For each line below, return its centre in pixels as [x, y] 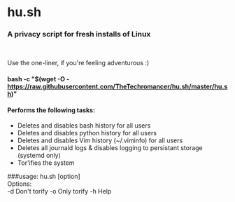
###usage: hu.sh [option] [44, 177]
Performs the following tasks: [51, 110]
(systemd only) [39, 156]
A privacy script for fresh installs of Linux [79, 34]
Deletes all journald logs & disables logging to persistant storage [110, 148]
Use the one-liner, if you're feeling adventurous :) [78, 63]
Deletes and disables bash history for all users [84, 126]
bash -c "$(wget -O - [38, 79]
